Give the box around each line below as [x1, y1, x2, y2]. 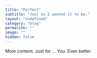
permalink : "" [5, 26, 35, 30]
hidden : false [5, 35, 35, 40]
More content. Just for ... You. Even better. [5, 48, 92, 54]
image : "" [5, 30, 26, 35]
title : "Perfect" [5, 7, 41, 12]
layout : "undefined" [5, 16, 48, 21]
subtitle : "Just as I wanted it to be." [5, 12, 91, 17]
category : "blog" [5, 21, 41, 26]
